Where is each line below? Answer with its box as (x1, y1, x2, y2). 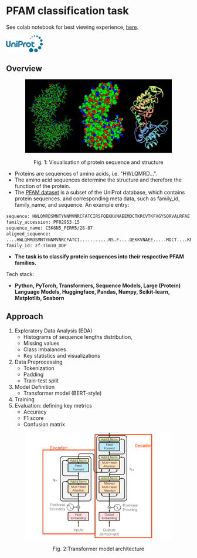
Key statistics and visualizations (23, 352, 101, 359)
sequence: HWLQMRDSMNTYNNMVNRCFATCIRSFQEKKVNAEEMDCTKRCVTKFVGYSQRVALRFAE (6, 213, 191, 219)
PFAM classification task (6, 4, 129, 18)
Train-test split (23, 377, 59, 384)
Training (14, 395, 35, 403)
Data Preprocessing (14, 358, 63, 365)
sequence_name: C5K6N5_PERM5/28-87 (6, 225, 93, 231)
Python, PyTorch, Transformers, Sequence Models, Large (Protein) (14, 282, 181, 289)
